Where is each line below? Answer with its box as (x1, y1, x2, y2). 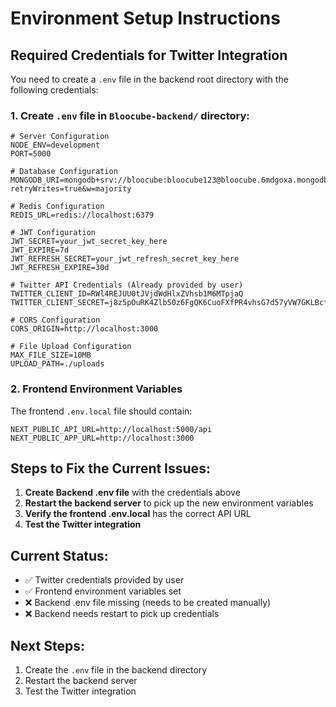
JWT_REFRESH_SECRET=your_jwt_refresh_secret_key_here (10, 254, 240, 264)
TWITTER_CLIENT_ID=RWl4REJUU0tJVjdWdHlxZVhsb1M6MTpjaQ (10, 289, 244, 299)
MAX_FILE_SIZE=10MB (10, 350, 92, 361)
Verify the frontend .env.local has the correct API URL (24, 508, 252, 520)
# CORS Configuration (10, 315, 101, 326)
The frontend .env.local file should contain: (10, 405, 193, 417)
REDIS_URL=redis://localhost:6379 (10, 210, 155, 221)
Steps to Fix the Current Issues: (10, 460, 211, 477)
